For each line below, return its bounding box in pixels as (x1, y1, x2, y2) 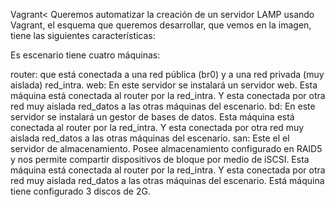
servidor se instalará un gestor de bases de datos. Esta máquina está (10, 111, 295, 123)
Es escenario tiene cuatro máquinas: (10, 49, 161, 61)
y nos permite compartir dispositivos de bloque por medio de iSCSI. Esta (10, 154, 310, 165)
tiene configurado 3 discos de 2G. (10, 185, 151, 197)
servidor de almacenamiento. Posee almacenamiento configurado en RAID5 (10, 143, 323, 154)
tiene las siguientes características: (10, 30, 156, 41)
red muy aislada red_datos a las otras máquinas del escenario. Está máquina (10, 175, 325, 186)
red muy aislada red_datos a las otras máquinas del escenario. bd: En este (10, 100, 316, 112)
